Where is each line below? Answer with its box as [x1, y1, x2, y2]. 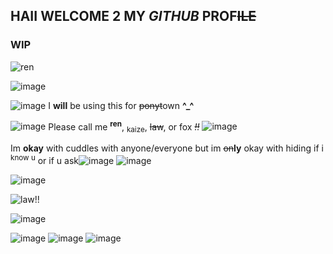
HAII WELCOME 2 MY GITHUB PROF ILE [10, 8, 257, 25]
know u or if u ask [10, 153, 79, 166]
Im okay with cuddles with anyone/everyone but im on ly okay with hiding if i [10, 142, 324, 154]
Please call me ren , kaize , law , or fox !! [48, 119, 200, 135]
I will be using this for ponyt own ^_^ [48, 99, 195, 111]
